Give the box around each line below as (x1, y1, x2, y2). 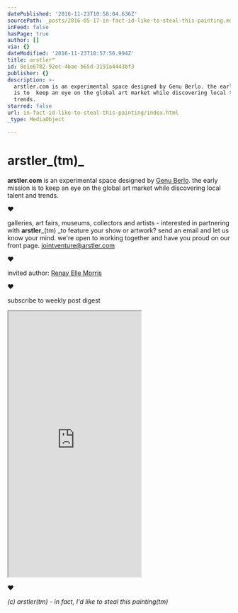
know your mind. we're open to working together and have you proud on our (7, 233, 230, 242)
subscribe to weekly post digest (7, 296, 101, 305)
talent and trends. (7, 191, 59, 199)
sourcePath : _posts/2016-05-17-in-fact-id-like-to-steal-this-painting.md (7, 17, 233, 24)
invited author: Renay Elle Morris (7, 269, 103, 277)
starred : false (7, 103, 52, 110)
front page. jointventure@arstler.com (7, 241, 115, 249)
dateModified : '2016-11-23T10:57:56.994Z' (7, 50, 135, 57)
